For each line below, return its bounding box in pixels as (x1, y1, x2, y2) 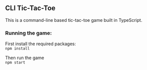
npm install (5, 46, 30, 51)
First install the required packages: (5, 41, 76, 47)
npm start (5, 60, 26, 65)
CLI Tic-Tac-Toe (5, 4, 56, 12)
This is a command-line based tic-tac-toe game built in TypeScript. (5, 17, 143, 23)
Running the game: (5, 29, 52, 36)
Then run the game (5, 55, 45, 61)
